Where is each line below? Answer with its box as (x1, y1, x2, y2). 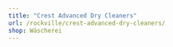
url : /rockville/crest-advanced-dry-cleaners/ (8, 19, 166, 27)
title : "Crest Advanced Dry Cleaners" (8, 11, 137, 20)
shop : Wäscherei (8, 26, 62, 34)
